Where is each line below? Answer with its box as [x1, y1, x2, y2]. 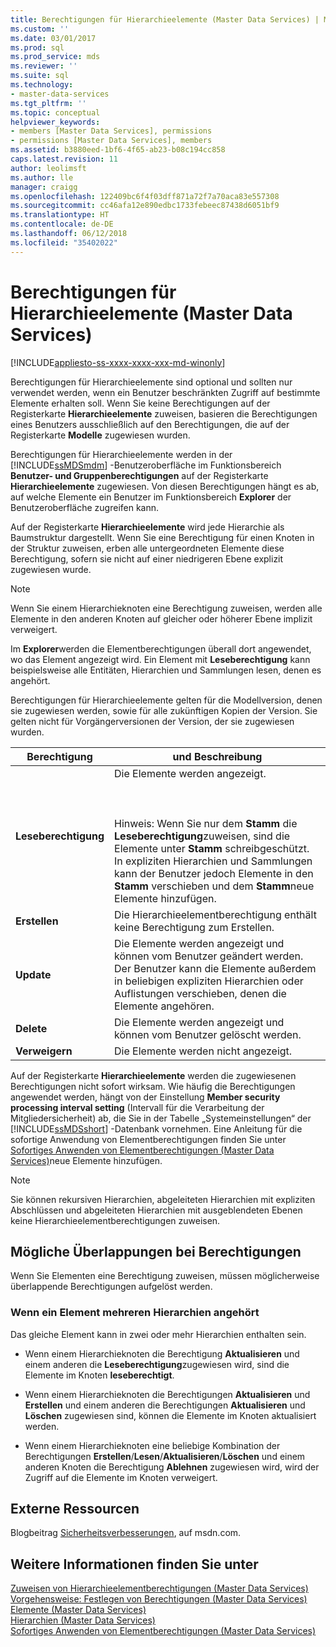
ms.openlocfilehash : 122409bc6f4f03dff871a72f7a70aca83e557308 [10, 191, 280, 201]
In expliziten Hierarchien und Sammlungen [114, 854, 313, 868]
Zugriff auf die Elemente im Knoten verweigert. [24, 1471, 218, 1483]
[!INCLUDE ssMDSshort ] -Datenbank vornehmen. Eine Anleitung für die [10, 1122, 303, 1135]
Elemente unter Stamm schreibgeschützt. [114, 841, 310, 855]
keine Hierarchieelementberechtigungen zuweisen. [10, 1214, 221, 1226]
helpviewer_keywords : [10, 117, 101, 127]
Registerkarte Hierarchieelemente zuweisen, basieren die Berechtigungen [10, 407, 318, 420]
